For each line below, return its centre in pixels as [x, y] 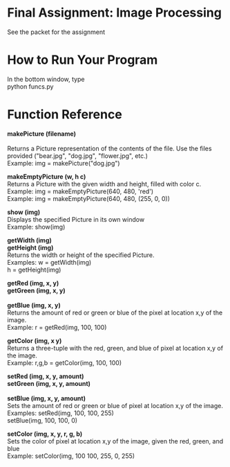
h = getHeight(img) [34, 270]
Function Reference [65, 115]
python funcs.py [30, 86]
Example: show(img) [36, 227]
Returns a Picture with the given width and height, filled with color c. [104, 184]
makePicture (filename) [41, 134]
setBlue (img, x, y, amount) [47, 398]
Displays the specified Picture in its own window [76, 219]
